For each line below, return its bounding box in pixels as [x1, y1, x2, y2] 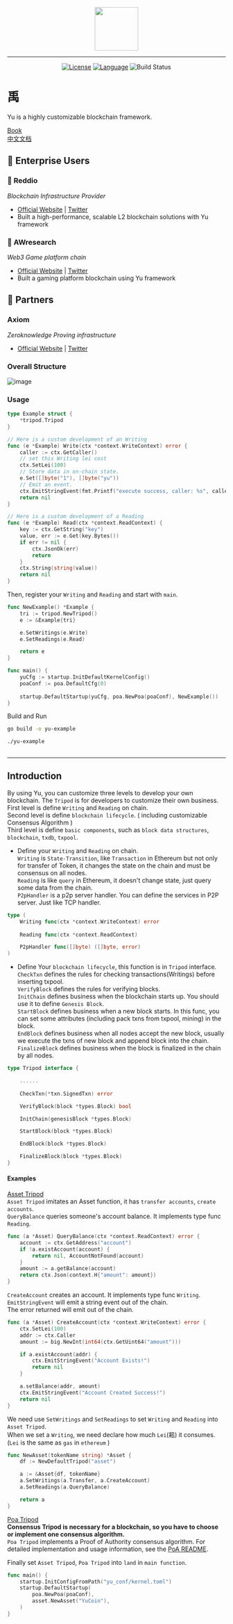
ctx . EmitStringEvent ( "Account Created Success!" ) [19, 1389, 166, 1396]
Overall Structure [7, 362, 67, 371]
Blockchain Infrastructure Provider [7, 191, 106, 200]
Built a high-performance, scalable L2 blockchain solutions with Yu [17, 212, 209, 221]
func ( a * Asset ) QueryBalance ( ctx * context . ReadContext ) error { [7, 1233, 200, 1240]
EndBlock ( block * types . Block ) [19, 1140, 107, 1148]
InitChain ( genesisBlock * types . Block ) [19, 1115, 132, 1122]
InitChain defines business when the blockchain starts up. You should [17, 992, 219, 1000]
